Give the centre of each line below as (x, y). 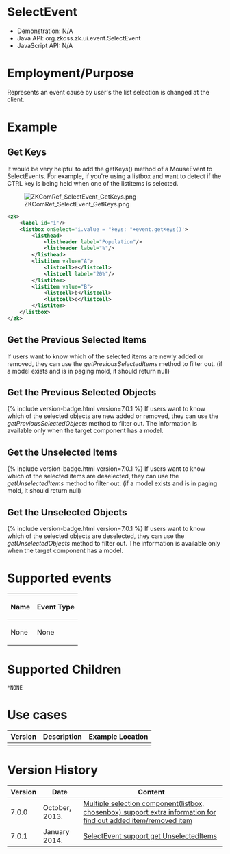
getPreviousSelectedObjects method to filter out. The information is (102, 424)
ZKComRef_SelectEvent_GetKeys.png (77, 204)
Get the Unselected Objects (67, 512)
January (56, 831)
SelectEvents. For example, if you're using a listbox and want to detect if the (114, 176)
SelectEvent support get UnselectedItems (150, 835)
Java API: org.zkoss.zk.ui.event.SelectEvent (79, 38)
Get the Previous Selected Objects (82, 392)
